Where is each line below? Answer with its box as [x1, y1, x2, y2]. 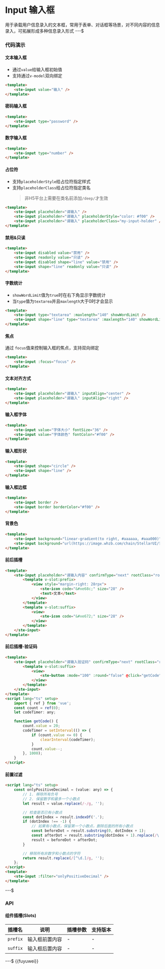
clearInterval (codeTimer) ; [40, 737, 96, 742]
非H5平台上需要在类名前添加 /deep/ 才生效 [24, 195, 109, 201]
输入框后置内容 [27, 945, 62, 952]
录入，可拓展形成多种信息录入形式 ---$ [5, 28, 84, 34]
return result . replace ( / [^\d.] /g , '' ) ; [23, 855, 105, 860]
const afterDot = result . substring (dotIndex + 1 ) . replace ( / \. [31, 833, 162, 838]
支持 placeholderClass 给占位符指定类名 [12, 185, 91, 191]
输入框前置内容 [27, 936, 62, 943]
